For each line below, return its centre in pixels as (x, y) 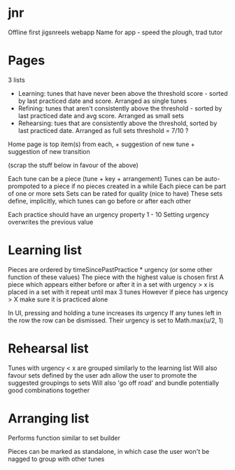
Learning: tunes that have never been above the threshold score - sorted (123, 93)
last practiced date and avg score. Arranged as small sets (101, 115)
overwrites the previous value (51, 222)
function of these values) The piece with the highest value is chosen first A (116, 277)
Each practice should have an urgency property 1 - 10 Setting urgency (108, 214)
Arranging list (49, 418)
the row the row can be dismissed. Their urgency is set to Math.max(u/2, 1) (116, 320)
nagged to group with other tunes (56, 459)
